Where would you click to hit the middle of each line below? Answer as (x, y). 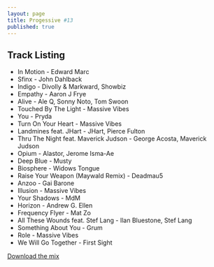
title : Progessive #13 (40, 20)
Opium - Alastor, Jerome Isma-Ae (65, 154)
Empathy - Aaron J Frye (52, 94)
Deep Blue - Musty (44, 161)
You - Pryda (35, 117)
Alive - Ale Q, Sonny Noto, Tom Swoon (73, 101)
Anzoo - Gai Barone (46, 183)
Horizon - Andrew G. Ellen (55, 205)
